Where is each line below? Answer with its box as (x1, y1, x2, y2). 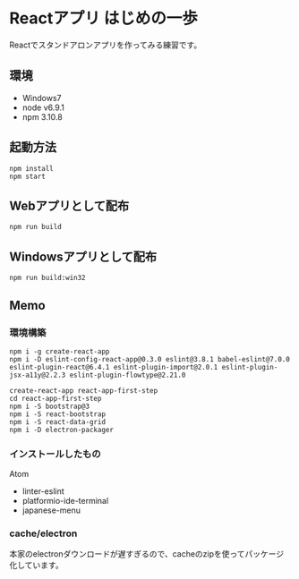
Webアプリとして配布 (9, 198, 130, 213)
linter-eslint (21, 486, 64, 497)
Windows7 (21, 92, 62, 103)
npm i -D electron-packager (9, 425, 115, 434)
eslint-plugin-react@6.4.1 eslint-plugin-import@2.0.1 (9, 362, 218, 371)
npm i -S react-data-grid (9, 417, 106, 426)
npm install (9, 164, 54, 173)
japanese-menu (21, 505, 81, 515)
